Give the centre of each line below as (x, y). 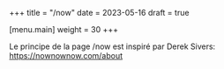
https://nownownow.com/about (66, 55)
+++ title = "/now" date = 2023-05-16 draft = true (99, 13)
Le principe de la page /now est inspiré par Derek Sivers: (112, 46)
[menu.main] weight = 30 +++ (64, 29)
